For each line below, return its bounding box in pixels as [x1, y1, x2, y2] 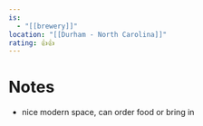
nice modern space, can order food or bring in [21, 107, 195, 118]
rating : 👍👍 [8, 38, 55, 48]
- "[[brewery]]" [16, 22, 78, 31]
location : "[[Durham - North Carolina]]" [8, 30, 168, 39]
